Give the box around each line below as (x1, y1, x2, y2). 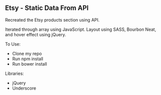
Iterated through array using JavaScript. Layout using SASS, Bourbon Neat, (5, 26, 156, 32)
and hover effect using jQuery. (5, 31, 66, 37)
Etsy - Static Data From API (5, 4, 89, 12)
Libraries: (5, 71, 24, 76)
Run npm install (12, 56, 43, 62)
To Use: (5, 41, 21, 47)
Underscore (12, 85, 37, 91)
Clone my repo (12, 50, 42, 56)
